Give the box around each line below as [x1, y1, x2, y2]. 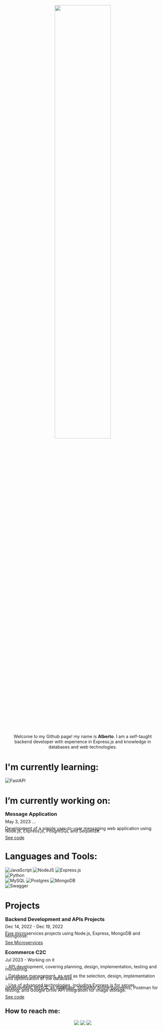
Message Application [5, 811, 58, 818]
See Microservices [5, 940, 43, 946]
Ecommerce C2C [5, 949, 47, 956]
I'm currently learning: [5, 761, 99, 773]
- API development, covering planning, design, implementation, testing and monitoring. [5, 963, 157, 972]
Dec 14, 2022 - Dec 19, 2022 [5, 924, 63, 930]
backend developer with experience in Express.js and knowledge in [14, 739, 151, 745]
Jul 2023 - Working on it [5, 956, 55, 963]
